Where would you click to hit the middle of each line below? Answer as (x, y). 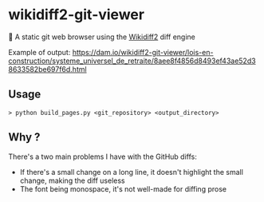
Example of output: (39, 52)
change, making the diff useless (72, 180)
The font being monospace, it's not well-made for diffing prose (123, 188)
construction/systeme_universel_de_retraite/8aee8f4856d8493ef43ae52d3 (132, 61)
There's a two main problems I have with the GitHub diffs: (102, 156)
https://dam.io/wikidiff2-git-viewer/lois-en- (143, 52)
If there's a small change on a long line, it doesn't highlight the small (131, 172)
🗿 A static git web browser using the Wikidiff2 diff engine (102, 37)
